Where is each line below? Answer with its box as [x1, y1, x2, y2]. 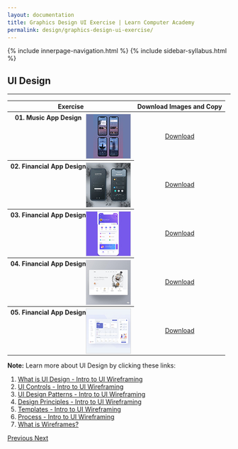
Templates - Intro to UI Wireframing [17, 405, 122, 414]
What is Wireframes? [17, 420, 79, 428]
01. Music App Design [14, 113, 82, 122]
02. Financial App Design [10, 161, 86, 170]
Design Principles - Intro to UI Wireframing [17, 397, 142, 407]
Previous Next [7, 434, 49, 443]
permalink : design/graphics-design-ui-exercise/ [7, 26, 154, 33]
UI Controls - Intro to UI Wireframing [17, 382, 124, 391]
